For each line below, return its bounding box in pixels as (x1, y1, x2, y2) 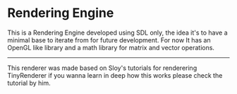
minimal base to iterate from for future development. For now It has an (7, 35, 211, 44)
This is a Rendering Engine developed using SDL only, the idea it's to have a (7, 28, 228, 37)
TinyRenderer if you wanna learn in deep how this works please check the (7, 71, 223, 79)
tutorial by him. (7, 78, 51, 87)
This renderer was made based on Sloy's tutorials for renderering (7, 64, 197, 72)
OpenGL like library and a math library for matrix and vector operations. (7, 43, 215, 52)
